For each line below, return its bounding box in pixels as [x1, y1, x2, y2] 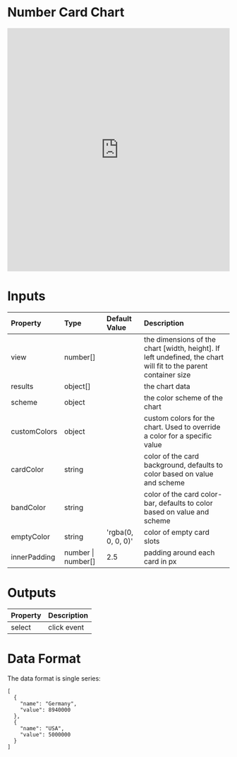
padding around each [143, 548, 215, 557]
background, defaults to [143, 460, 224, 470]
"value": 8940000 [20, 706, 71, 713]
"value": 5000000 [20, 731, 71, 738]
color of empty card [143, 527, 209, 537]
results [11, 381, 34, 391]
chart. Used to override [143, 422, 221, 432]
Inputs [7, 288, 46, 304]
